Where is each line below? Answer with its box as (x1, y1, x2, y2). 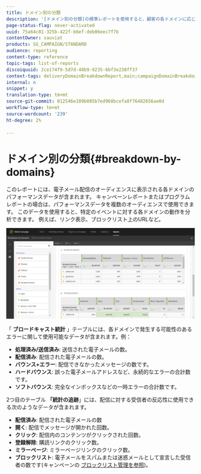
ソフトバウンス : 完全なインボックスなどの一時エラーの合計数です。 (14, 383, 180, 391)
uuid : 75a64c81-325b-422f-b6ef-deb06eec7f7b (6, 29, 119, 35)
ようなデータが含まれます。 (22, 404, 90, 411)
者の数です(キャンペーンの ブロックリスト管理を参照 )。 (14, 461, 151, 469)
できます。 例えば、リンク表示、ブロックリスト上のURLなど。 (11, 216, 165, 223)
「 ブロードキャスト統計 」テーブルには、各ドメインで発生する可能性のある (6, 326, 193, 333)
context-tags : (6, 73, 42, 79)
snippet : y (6, 86, 33, 92)
